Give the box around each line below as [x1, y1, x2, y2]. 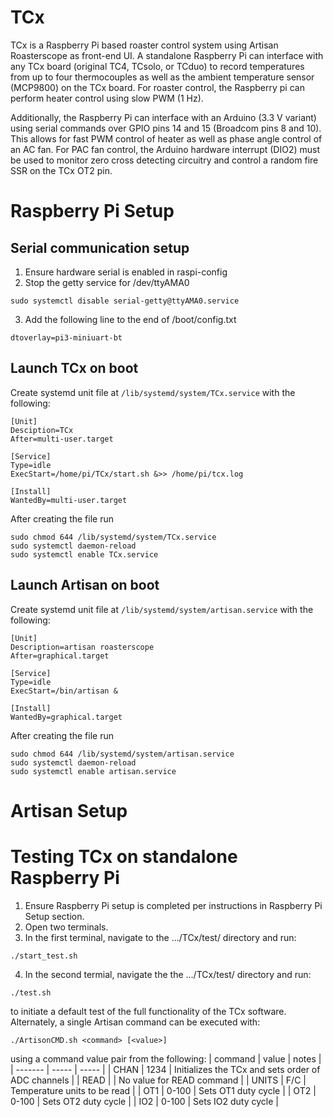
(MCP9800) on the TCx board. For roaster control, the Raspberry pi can [10, 81, 305, 93]
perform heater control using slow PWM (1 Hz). [10, 92, 204, 104]
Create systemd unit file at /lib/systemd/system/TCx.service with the [10, 386, 296, 398]
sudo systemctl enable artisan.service [10, 766, 177, 776]
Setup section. [24, 910, 85, 922]
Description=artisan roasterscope [10, 642, 155, 652]
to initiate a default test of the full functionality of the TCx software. [10, 1005, 287, 1017]
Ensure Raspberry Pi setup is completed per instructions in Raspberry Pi [24, 899, 323, 911]
